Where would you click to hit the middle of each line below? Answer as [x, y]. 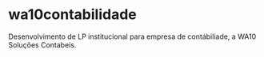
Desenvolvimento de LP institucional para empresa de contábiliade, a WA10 [132, 36]
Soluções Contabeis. [42, 44]
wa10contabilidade [73, 15]
